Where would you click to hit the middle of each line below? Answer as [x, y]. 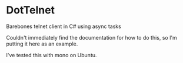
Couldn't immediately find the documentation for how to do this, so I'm [92, 37]
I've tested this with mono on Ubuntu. [51, 55]
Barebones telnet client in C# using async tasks [64, 26]
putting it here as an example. [42, 44]
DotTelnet [30, 10]
